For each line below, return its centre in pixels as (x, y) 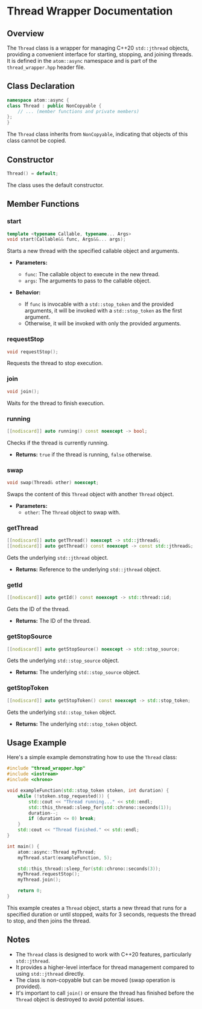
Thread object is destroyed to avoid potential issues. (80, 999)
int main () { (23, 846)
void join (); (23, 391)
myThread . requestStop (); (49, 874)
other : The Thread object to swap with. (72, 512)
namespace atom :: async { (38, 100)
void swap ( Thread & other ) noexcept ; (53, 483)
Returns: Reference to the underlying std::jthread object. (88, 569)
